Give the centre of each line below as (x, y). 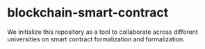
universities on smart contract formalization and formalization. (96, 39)
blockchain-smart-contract (88, 13)
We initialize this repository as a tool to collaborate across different (102, 32)
